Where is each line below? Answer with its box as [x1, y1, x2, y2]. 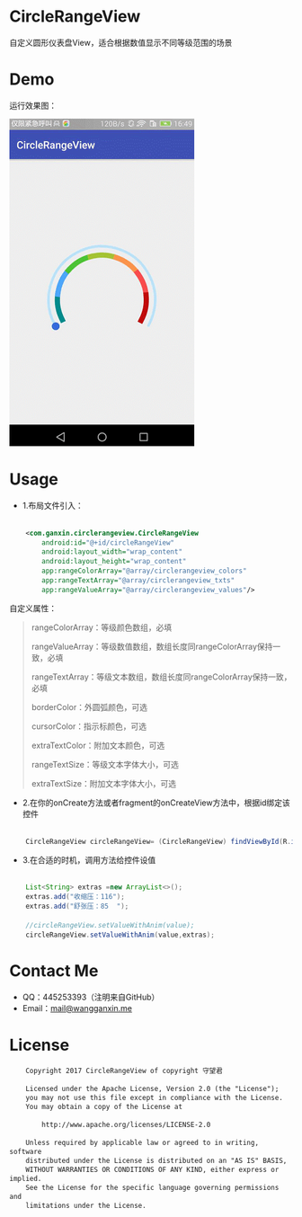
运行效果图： [9, 100, 57, 111]
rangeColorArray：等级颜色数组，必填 [31, 622, 173, 633]
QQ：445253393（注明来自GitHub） [22, 991, 160, 1002]
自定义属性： [9, 602, 57, 613]
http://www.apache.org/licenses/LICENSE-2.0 [41, 1120, 211, 1129]
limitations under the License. [25, 1201, 147, 1210]
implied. [9, 1174, 42, 1183]
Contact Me [9, 960, 99, 981]
